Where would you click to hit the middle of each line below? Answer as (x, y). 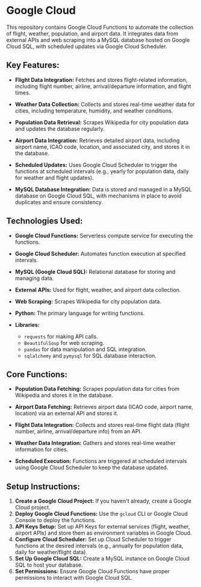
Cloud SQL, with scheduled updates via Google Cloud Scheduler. (87, 46)
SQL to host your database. (49, 565)
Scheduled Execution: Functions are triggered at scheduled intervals (101, 461)
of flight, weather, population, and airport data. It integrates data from (92, 33)
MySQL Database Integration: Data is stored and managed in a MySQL (103, 189)
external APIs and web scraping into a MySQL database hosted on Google (98, 40)
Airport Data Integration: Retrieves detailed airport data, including (97, 140)
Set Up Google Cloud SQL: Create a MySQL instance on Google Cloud (102, 559)
